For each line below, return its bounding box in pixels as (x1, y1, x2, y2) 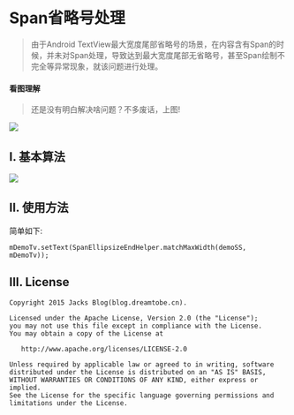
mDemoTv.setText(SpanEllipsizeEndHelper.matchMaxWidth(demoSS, (9, 243, 247, 252)
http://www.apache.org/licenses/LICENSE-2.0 (20, 344, 188, 353)
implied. (9, 383, 41, 392)
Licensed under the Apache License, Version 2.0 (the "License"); (9, 313, 259, 322)
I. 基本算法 (9, 149, 66, 164)
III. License (9, 275, 70, 290)
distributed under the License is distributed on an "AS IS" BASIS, (9, 367, 267, 376)
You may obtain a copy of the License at (9, 328, 164, 338)
